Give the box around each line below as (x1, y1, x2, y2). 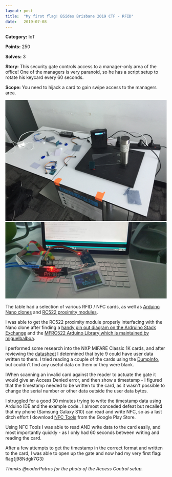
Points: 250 (5, 44, 31, 50)
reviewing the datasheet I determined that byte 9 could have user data (5, 350, 154, 357)
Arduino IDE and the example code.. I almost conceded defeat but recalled (5, 403, 163, 409)
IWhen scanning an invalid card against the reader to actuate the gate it (5, 371, 156, 378)
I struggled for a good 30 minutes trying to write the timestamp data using (5, 398, 161, 404)
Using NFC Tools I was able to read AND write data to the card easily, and (5, 424, 161, 430)
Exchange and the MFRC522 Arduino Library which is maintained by (5, 329, 149, 336)
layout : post (5, 8, 33, 13)
